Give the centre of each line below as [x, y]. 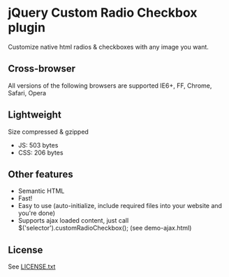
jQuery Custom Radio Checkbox [103, 13]
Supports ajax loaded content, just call [73, 221]
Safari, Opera [27, 93]
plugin [27, 27]
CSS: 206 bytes [40, 152]
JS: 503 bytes [38, 145]
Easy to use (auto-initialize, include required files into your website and [120, 206]
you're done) [36, 213]
